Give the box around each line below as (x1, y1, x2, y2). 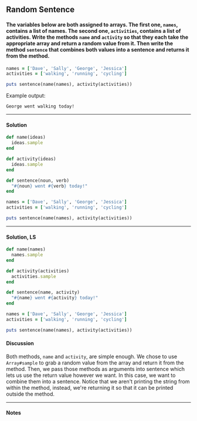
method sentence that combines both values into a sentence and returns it (6, 46, 189, 53)
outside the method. (6, 390, 55, 397)
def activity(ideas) (6, 156, 57, 162)
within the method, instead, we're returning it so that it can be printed (6, 384, 174, 391)
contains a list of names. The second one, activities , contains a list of (6, 27, 181, 34)
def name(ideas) (6, 135, 46, 141)
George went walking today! (6, 103, 75, 109)
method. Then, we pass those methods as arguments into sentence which (6, 365, 185, 372)
